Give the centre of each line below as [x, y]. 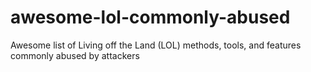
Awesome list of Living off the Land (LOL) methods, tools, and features [156, 45]
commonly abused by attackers [75, 55]
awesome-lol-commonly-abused [150, 17]
